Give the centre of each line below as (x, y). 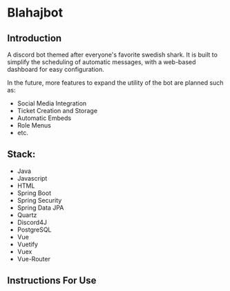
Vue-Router (33, 259)
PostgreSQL (34, 230)
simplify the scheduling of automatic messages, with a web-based (102, 62)
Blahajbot (35, 13)
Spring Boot (34, 193)
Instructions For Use (52, 281)
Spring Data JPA (40, 208)
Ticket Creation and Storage (57, 111)
